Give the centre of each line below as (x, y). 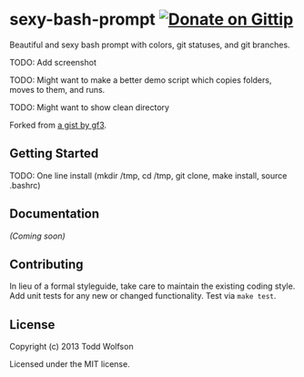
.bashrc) (25, 185)
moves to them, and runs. (57, 89)
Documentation (55, 214)
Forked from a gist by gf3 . (58, 125)
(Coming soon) (37, 236)
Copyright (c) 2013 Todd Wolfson (71, 347)
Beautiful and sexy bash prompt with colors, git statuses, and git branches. (150, 45)
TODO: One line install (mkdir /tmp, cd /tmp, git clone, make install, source (148, 175)
